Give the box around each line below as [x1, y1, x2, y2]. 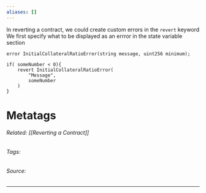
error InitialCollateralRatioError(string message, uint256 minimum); [6, 50, 191, 57]
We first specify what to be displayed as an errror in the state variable [6, 32, 183, 40]
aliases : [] [6, 9, 37, 15]
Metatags [6, 108, 56, 123]
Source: [6, 167, 26, 175]
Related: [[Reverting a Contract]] [6, 129, 90, 137]
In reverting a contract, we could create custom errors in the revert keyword [6, 26, 200, 33]
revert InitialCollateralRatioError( [17, 67, 114, 73]
